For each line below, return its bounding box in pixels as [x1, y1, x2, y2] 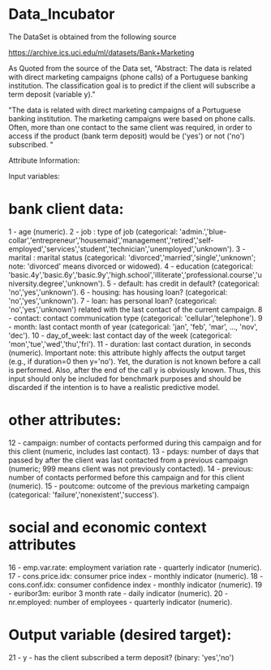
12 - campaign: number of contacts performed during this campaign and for [8, 437, 262, 448]
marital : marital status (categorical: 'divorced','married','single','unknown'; [8, 252, 256, 262]
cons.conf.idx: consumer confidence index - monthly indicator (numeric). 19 [8, 580, 262, 589]
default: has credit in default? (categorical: [118, 278, 260, 288]
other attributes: [8, 411, 122, 430]
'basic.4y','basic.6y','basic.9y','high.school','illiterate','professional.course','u [8, 269, 262, 279]
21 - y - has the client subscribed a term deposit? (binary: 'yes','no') [8, 652, 234, 662]
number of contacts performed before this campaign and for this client [8, 472, 245, 482]
